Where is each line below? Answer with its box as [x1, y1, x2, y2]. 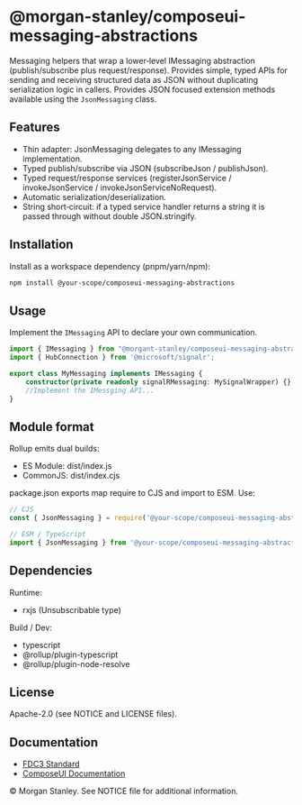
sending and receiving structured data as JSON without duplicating [9, 74, 259, 85]
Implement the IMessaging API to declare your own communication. [9, 327, 258, 338]
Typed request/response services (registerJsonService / [22, 172, 232, 183]
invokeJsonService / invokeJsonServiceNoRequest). [22, 182, 218, 193]
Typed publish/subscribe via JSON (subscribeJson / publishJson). [22, 162, 269, 173]
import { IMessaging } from [9, 344, 115, 353]
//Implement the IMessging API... [25, 386, 155, 395]
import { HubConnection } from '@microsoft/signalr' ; [9, 353, 216, 362]
